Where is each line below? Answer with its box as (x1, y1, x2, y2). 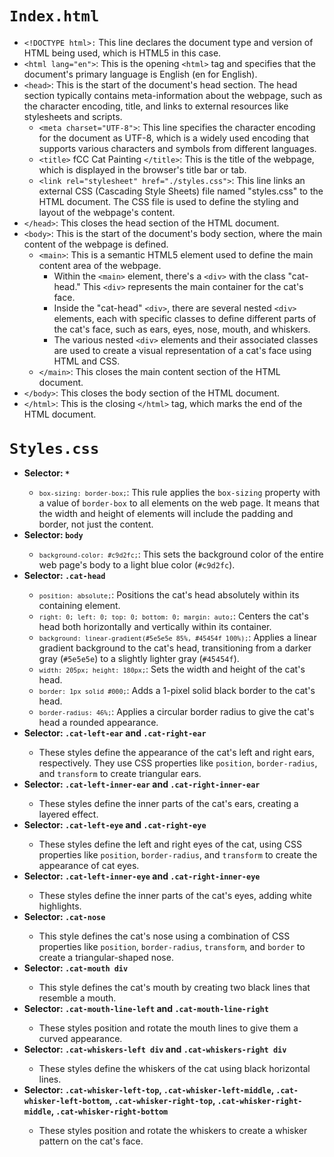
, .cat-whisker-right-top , (108, 1095, 216, 1107)
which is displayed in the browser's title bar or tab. (38, 163, 247, 176)
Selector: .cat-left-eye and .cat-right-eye (23, 819, 207, 831)
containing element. (38, 600, 121, 612)
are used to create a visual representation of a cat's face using (53, 344, 312, 356)
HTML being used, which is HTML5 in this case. (23, 47, 222, 59)
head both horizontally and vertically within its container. (38, 621, 272, 633)
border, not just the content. (38, 518, 154, 531)
